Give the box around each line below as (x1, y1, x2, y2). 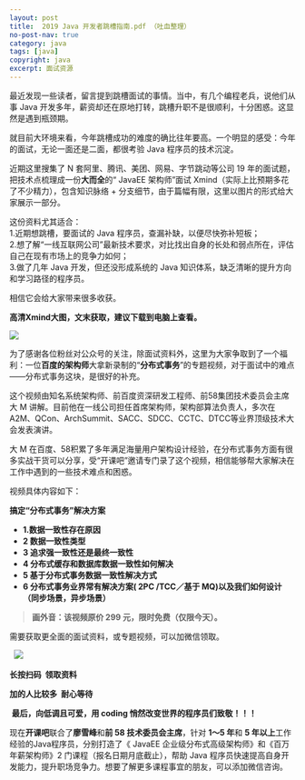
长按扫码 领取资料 (9, 669, 77, 680)
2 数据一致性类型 (22, 535, 86, 546)
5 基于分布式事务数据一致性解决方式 (22, 569, 157, 580)
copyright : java (9, 55, 71, 65)
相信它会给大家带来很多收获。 (9, 292, 121, 303)
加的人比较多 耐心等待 (9, 688, 93, 699)
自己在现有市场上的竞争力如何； (9, 250, 129, 261)
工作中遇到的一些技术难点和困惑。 (9, 465, 137, 477)
